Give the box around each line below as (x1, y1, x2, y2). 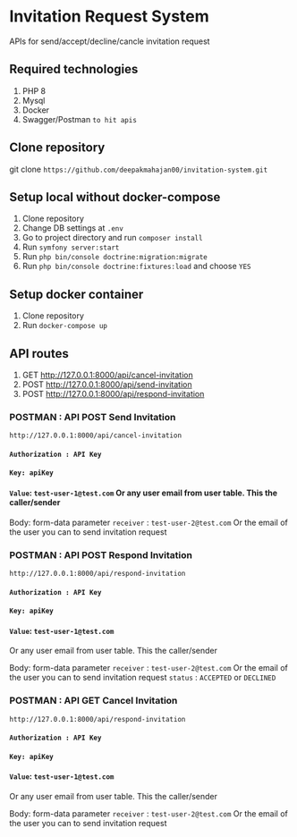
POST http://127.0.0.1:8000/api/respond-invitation (21, 389, 205, 399)
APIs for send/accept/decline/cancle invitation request (9, 36, 210, 46)
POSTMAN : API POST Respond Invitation (9, 548, 192, 561)
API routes (9, 346, 69, 361)
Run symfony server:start (21, 241, 120, 252)
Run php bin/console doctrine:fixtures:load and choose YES (21, 261, 251, 272)
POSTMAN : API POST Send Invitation (9, 410, 176, 423)
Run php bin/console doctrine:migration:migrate (21, 251, 208, 262)
